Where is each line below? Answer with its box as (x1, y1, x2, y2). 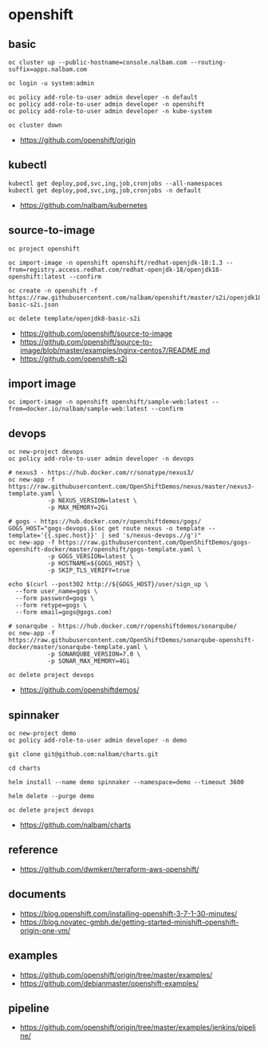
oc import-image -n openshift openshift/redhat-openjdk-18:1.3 (8, 258, 223, 266)
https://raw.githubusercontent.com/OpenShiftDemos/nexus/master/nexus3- (8, 483, 255, 491)
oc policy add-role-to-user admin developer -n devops (8, 455, 195, 463)
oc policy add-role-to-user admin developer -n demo (8, 736, 187, 745)
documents (8, 888, 66, 901)
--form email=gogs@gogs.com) (15, 609, 112, 617)
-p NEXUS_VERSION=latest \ (47, 497, 137, 505)
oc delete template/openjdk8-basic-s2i (8, 314, 141, 322)
